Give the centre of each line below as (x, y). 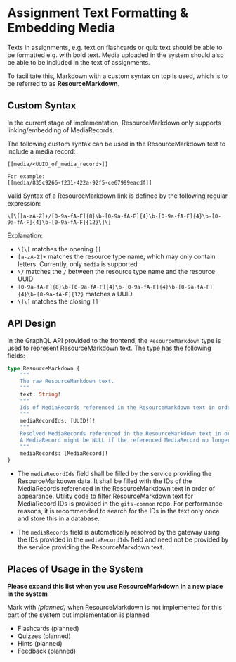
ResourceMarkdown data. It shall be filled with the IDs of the (105, 481)
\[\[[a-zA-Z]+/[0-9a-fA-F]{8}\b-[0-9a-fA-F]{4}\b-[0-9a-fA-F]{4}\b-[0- (114, 216)
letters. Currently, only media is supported (78, 264)
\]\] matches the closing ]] (58, 301)
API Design (32, 324)
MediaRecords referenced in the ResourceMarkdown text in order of (116, 488)
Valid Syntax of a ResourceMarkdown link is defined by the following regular (118, 196)
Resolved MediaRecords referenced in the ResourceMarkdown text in (120, 434)
